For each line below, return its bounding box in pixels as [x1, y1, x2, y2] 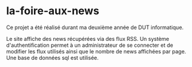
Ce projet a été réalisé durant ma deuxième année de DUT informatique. [6, 24, 184, 31]
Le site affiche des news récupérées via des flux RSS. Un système [6, 35, 169, 42]
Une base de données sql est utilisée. [6, 54, 99, 61]
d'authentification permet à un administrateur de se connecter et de [6, 42, 173, 49]
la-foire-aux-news [6, 4, 100, 18]
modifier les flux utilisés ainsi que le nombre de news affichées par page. [6, 47, 187, 55]
